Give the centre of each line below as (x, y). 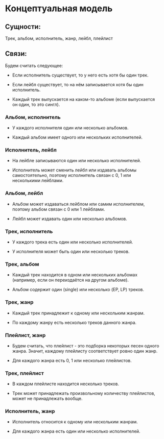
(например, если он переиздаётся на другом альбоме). (70, 280)
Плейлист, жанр (25, 335)
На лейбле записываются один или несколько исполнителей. (77, 161)
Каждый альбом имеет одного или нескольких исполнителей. (77, 137)
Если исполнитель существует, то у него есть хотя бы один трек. (80, 75)
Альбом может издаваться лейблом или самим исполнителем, (79, 204)
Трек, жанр (19, 302)
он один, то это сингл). (36, 104)
